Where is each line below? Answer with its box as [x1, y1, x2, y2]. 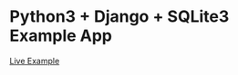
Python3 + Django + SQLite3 [9, 6, 230, 27]
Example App [9, 25, 112, 46]
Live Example [9, 55, 60, 66]
